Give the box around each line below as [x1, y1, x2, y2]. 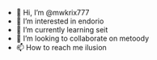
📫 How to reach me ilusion [15, 43, 107, 52]
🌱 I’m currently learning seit [15, 25, 108, 34]
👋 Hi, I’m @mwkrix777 [15, 8, 90, 17]
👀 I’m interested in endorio [15, 16, 104, 26]
